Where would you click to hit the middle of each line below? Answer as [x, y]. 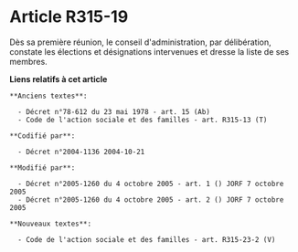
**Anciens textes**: [49, 96]
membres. [28, 61]
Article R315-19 [69, 17]
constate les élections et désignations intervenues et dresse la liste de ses [149, 51]
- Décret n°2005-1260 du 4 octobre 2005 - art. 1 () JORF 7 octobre [151, 184]
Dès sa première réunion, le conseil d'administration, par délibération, [140, 42]
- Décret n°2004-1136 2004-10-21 [81, 152]
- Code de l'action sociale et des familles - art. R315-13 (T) [143, 120]
